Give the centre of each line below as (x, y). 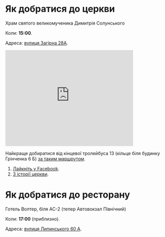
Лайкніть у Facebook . (36, 168)
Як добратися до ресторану (68, 195)
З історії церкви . (31, 174)
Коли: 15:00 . (19, 33)
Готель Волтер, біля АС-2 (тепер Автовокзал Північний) (66, 209)
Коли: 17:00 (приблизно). (33, 219)
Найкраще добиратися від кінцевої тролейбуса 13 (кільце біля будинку (83, 153)
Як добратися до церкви (60, 9)
